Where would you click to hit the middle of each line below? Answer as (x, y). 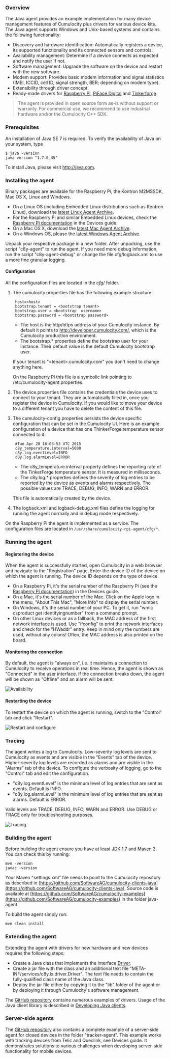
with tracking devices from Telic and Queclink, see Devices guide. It (76, 1040)
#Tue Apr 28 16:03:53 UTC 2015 (48, 444)
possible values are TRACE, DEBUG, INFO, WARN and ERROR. (85, 488)
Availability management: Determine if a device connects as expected (86, 55)
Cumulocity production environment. (59, 336)
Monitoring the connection (34, 652)
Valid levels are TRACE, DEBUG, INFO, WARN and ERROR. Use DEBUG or (81, 809)
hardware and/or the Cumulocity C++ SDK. (63, 114)
